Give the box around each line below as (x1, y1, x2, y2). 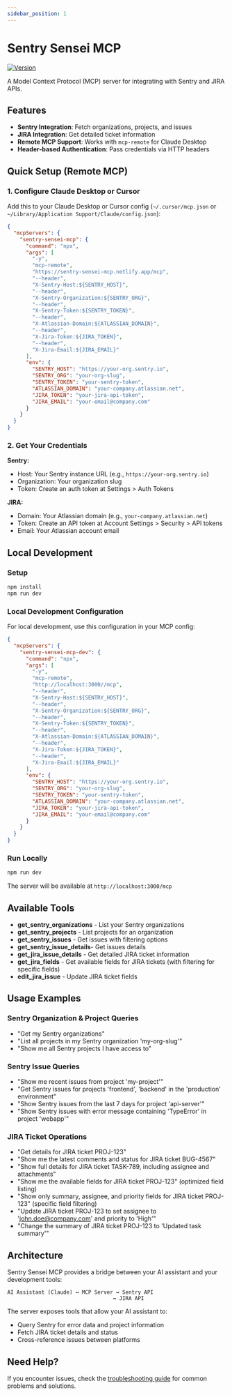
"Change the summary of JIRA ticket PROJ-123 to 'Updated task (17, 1222, 201, 1230)
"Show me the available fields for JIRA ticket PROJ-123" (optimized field (17, 1177, 224, 1186)
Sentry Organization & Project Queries (7, 1013, 139, 1023)
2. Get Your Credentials (7, 440, 88, 450)
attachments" (17, 1170, 57, 1179)
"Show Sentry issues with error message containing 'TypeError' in (17, 1107, 207, 1116)
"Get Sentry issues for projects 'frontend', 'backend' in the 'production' (17, 1085, 221, 1094)
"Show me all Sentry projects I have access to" (17, 1044, 151, 1052)
